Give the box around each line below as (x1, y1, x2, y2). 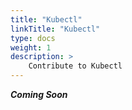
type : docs (10, 33, 56, 43)
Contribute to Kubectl (28, 61, 123, 71)
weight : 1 (10, 42, 52, 53)
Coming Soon (10, 89, 68, 100)
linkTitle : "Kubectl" (10, 24, 101, 34)
